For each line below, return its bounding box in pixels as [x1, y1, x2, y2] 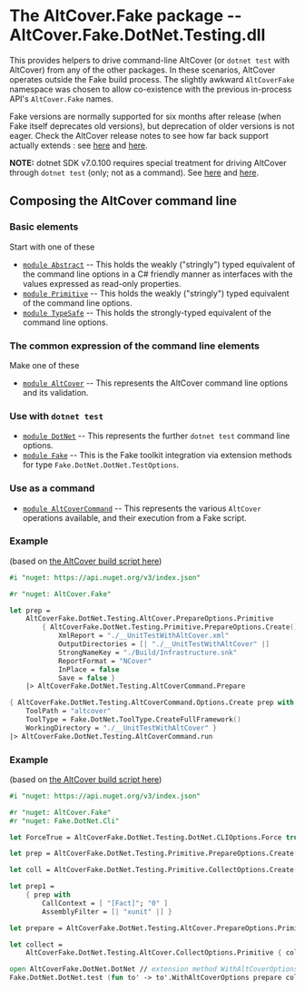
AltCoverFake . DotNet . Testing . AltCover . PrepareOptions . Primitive [25, 614, 274, 623]
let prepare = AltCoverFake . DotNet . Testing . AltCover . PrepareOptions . [9, 923, 279, 933]
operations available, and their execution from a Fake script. [22, 512, 247, 523]
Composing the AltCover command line [9, 193, 238, 209]
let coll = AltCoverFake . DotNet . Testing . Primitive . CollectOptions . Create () [9, 866, 302, 875]
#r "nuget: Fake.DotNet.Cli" [9, 816, 120, 826]
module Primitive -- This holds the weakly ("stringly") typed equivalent [22, 288, 290, 299]
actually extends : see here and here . [9, 140, 148, 151]
